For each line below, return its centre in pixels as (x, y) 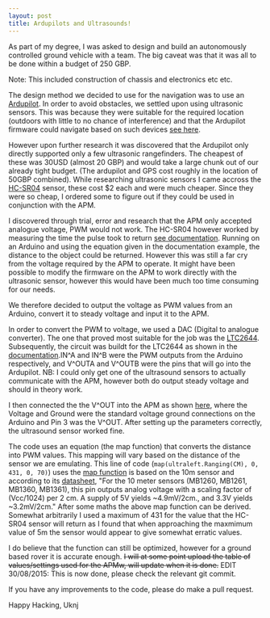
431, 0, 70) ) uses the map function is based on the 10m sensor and (122, 472)
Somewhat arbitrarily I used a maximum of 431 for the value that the (121, 515)
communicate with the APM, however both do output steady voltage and (129, 380)
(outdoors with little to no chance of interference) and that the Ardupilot (127, 120)
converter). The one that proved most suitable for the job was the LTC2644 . (134, 338)
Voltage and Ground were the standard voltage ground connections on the (132, 414)
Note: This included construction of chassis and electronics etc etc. (120, 79)
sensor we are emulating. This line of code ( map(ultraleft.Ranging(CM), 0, (134, 463)
